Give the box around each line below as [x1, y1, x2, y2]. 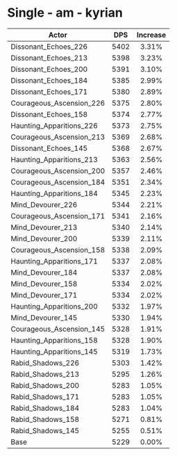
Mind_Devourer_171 [10, 290, 78, 300]
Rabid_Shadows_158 [10, 414, 80, 424]
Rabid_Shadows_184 [10, 403, 80, 413]
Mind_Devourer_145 [10, 313, 78, 323]
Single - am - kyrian [7, 5, 123, 21]
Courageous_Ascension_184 [10, 177, 106, 187]
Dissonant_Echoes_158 [10, 109, 88, 119]
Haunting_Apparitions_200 [10, 301, 99, 311]
